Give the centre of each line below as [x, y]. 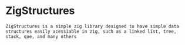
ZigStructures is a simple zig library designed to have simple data [92, 26]
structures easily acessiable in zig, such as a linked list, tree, [91, 31]
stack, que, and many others [41, 36]
